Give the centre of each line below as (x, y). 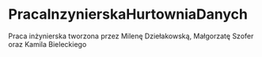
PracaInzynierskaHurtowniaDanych (128, 14)
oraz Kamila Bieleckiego (47, 44)
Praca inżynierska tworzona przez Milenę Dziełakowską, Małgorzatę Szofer (131, 36)
